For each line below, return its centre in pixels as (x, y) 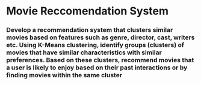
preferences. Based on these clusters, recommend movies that (100, 60)
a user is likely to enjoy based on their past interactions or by (97, 68)
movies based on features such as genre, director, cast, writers (100, 37)
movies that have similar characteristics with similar (84, 52)
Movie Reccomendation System (88, 11)
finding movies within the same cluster (64, 75)
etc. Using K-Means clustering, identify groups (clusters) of (95, 45)
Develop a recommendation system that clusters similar (90, 30)
